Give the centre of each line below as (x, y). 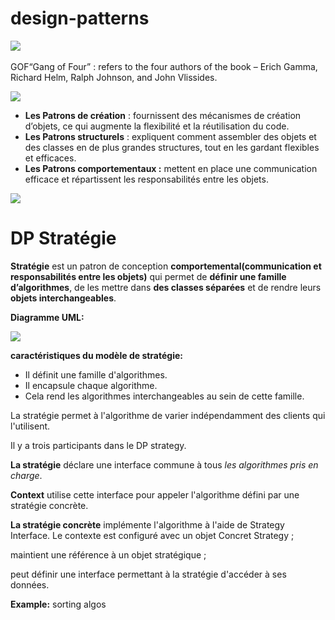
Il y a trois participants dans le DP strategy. (98, 445)
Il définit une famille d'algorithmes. (96, 374)
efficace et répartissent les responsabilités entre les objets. (146, 179)
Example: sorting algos (58, 604)
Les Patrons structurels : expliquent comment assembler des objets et (170, 136)
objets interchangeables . (63, 298)
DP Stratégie (63, 238)
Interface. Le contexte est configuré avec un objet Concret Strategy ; (152, 535)
